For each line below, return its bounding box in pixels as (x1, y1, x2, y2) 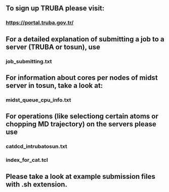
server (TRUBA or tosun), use (6, 42, 101, 51)
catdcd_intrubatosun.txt (6, 143, 67, 150)
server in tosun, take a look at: (6, 81, 103, 90)
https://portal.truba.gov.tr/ (6, 19, 74, 26)
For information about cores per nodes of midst (6, 73, 158, 82)
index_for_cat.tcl (6, 157, 48, 164)
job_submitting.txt (6, 58, 52, 65)
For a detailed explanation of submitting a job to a (6, 35, 164, 43)
